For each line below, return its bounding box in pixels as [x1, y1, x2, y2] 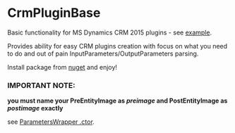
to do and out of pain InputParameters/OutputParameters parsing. [7, 49, 199, 58]
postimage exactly [7, 104, 64, 113]
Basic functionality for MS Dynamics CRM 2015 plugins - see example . [7, 28, 212, 37]
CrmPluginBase [7, 5, 101, 21]
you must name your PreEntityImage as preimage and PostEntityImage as [7, 96, 228, 105]
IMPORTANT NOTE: [7, 80, 76, 90]
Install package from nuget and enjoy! [7, 63, 118, 71]
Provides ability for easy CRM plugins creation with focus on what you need [7, 42, 228, 50]
